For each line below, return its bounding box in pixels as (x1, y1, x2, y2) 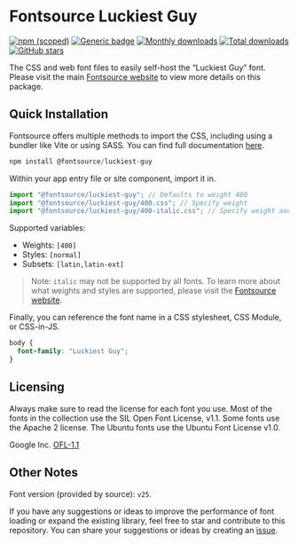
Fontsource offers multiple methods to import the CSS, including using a (9, 130, 273, 141)
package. (9, 81, 43, 91)
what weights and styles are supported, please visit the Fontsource (30, 286, 277, 296)
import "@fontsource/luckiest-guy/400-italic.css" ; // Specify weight (9, 207, 276, 216)
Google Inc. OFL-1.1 (9, 439, 80, 450)
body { (9, 339, 34, 348)
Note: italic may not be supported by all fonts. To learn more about (30, 276, 281, 287)
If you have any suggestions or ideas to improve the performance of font (9, 506, 275, 516)
